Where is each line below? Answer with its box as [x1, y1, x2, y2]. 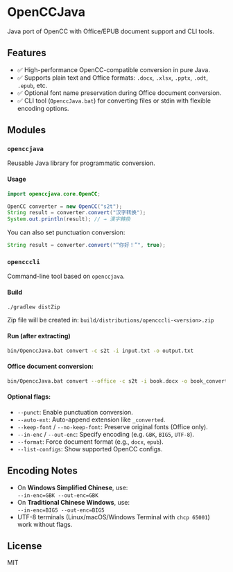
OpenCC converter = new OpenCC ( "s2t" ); [7, 202, 123, 210]
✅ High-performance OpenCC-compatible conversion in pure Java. [17, 65, 210, 73]
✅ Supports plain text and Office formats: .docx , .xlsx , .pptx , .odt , [17, 73, 209, 82]
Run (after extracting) [7, 331, 71, 340]
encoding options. [17, 104, 69, 112]
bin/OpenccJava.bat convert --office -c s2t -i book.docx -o [7, 377, 188, 385]
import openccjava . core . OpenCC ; [7, 190, 101, 198]
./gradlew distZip [7, 303, 60, 311]
